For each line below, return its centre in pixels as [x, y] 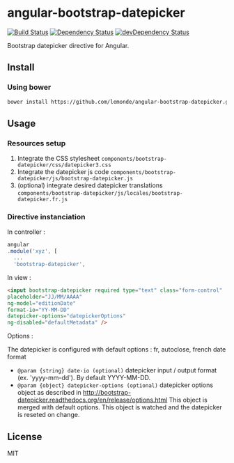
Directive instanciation [46, 217]
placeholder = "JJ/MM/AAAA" [45, 297]
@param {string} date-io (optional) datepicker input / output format [117, 370]
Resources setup [37, 143]
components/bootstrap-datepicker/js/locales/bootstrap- [100, 194]
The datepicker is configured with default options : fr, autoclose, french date [117, 350]
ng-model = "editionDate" [42, 303]
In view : [19, 277]
